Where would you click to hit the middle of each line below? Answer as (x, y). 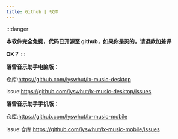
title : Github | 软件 (32, 12)
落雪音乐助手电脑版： (32, 67)
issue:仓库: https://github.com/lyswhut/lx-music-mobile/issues (83, 129)
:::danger (17, 29)
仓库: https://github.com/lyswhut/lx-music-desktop (69, 79)
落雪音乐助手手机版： (32, 104)
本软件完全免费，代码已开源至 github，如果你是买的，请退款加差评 (89, 41)
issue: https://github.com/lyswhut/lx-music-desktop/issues (79, 91)
